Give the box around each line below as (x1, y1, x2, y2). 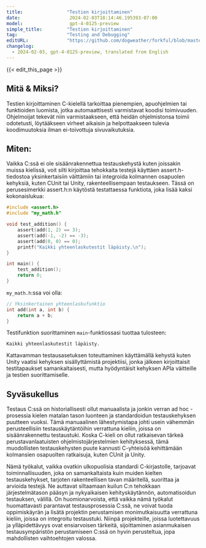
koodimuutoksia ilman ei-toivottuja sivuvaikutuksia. (6, 126, 135, 133)
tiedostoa (6, 173, 31, 180)
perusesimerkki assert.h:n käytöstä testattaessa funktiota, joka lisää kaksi (6, 186, 193, 193)
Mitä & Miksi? (6, 83, 59, 94)
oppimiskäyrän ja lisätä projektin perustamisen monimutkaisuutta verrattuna (6, 509, 198, 516)
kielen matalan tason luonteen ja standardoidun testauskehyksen (32, 412, 196, 419)
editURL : (6, 37, 29, 44)
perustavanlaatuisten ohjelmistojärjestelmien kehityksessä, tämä (6, 438, 169, 446)
